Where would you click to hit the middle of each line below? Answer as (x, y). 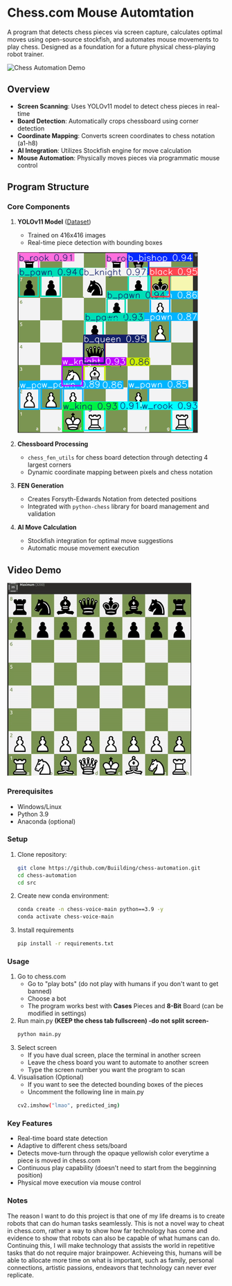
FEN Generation (41, 486)
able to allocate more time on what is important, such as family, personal (110, 1260)
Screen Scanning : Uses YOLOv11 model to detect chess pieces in (111, 106)
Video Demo (34, 570)
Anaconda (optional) (46, 821)
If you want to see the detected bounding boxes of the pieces (115, 1085)
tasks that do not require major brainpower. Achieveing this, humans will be (115, 1253)
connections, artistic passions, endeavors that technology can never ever (112, 1267)
